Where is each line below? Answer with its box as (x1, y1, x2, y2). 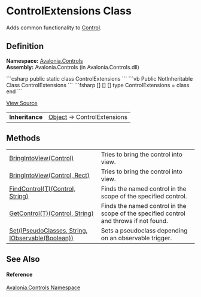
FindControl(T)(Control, (9, 184, 76, 192)
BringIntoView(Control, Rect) (9, 171, 90, 179)
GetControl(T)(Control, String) (9, 209, 94, 218)
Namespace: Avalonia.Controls (6, 57, 83, 64)
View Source (6, 99, 38, 106)
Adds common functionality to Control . (6, 24, 102, 31)
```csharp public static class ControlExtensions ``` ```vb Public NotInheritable (6, 75, 193, 82)
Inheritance (9, 112, 43, 121)
